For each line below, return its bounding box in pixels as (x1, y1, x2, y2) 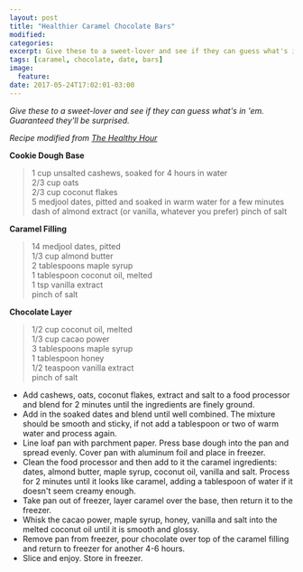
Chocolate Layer (9, 306, 73, 317)
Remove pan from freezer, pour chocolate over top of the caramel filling (22, 533, 289, 544)
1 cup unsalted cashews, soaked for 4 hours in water (31, 167, 228, 178)
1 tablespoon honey (31, 352, 105, 363)
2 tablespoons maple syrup (31, 259, 133, 271)
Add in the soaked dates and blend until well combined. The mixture (22, 408, 276, 419)
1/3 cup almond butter (31, 250, 114, 261)
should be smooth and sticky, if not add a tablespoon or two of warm (22, 417, 280, 429)
